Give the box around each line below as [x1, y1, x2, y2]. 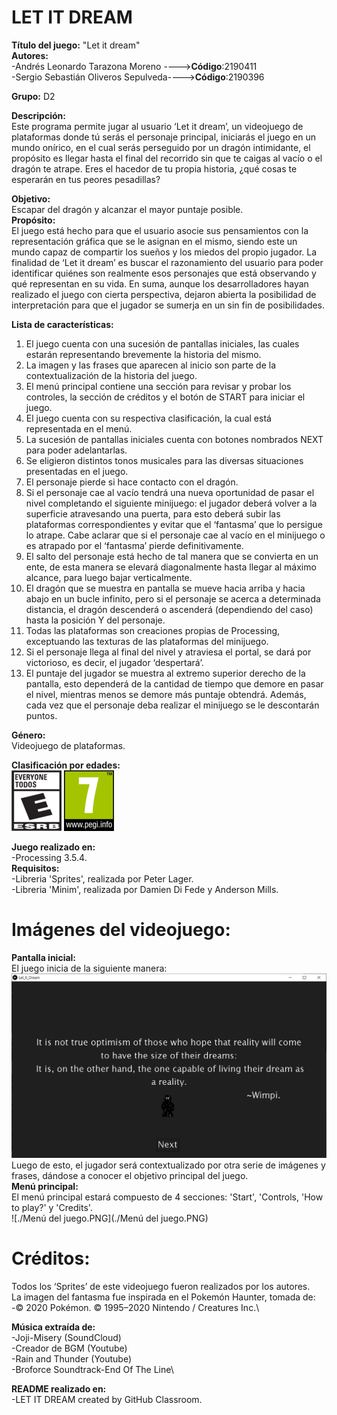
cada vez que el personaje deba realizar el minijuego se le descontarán [25, 699, 320, 711]
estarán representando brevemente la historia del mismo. [25, 348, 262, 360]
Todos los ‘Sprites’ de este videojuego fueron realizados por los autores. [11, 1280, 311, 1292]
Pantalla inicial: [11, 951, 77, 963]
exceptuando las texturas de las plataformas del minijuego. [25, 635, 269, 647]
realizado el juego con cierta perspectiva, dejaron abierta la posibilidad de [11, 288, 317, 300]
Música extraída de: [11, 1321, 96, 1333]
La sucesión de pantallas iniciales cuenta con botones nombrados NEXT [25, 433, 324, 445]
